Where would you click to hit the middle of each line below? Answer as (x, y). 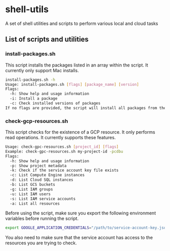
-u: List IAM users (30, 194)
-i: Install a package (34, 99)
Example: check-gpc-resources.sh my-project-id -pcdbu (64, 151)
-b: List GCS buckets (33, 185)
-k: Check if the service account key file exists (64, 170)
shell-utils (27, 9)
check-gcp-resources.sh (37, 121)
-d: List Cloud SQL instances (41, 180)
